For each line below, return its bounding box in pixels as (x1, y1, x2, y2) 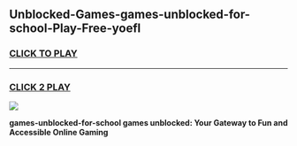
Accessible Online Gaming (9, 127, 109, 137)
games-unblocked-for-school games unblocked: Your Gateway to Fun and (9, 117, 288, 127)
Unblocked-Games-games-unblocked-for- (9, 7, 250, 22)
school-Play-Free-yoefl (9, 21, 141, 36)
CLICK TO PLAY (9, 48, 78, 60)
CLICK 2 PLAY (9, 81, 71, 93)
